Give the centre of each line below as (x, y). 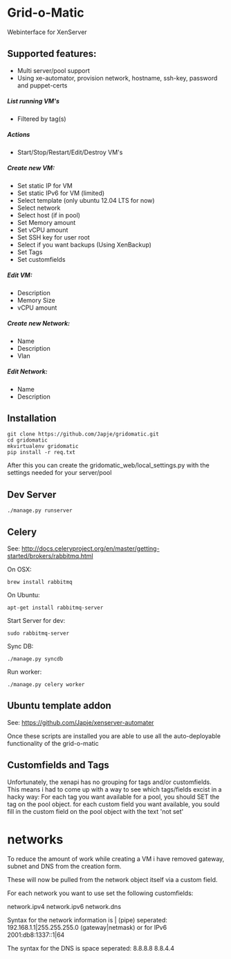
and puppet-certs (42, 85)
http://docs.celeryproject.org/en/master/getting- (91, 549)
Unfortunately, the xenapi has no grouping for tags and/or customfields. (110, 782)
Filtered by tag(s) (42, 119)
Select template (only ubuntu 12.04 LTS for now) (86, 200)
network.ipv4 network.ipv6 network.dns (64, 906)
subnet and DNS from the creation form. (64, 866)
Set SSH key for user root (53, 237)
